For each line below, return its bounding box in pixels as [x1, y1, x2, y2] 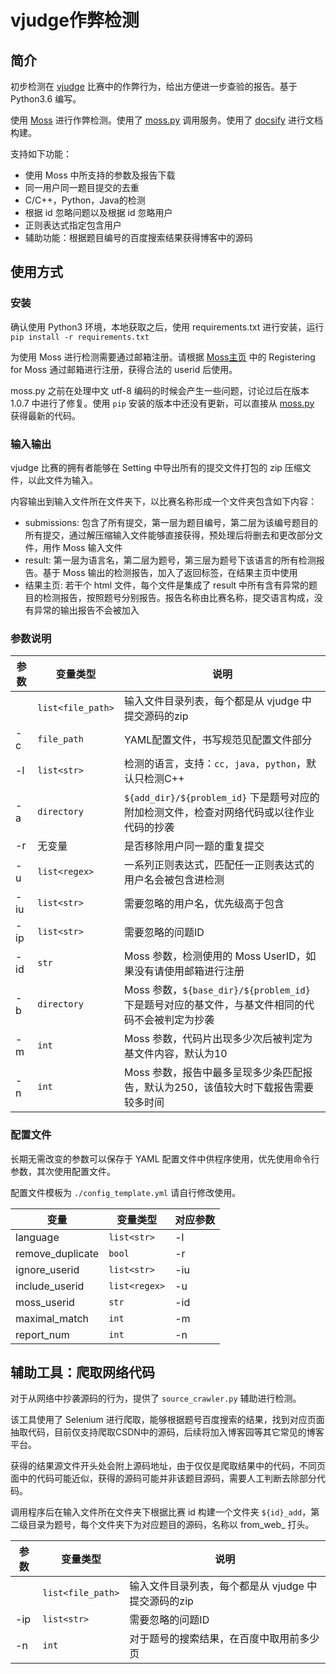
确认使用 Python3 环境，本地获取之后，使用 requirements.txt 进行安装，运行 [10, 321, 325, 333]
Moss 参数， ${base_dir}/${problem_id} [123, 983, 311, 997]
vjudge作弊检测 [10, 9, 140, 32]
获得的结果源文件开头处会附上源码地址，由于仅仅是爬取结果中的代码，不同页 [10, 1460, 326, 1472]
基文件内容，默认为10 [123, 1047, 228, 1061]
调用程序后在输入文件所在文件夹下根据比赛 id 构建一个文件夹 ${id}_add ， [10, 1506, 312, 1518]
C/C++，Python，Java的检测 [24, 194, 146, 206]
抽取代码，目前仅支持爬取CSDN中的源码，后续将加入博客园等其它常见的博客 [10, 1426, 325, 1438]
